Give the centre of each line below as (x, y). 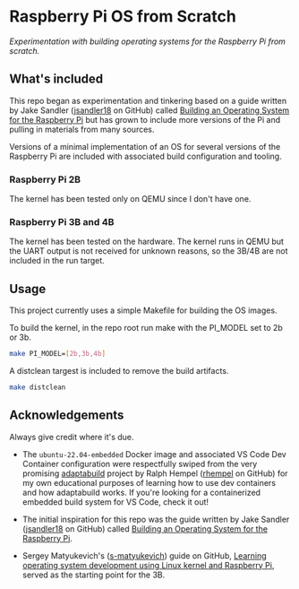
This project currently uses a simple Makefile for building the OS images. (143, 310)
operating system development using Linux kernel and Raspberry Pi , (148, 565)
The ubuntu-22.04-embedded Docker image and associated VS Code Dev (154, 454)
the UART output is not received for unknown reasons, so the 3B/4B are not (149, 251)
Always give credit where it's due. (72, 437)
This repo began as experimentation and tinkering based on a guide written (148, 100)
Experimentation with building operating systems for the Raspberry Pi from (148, 41)
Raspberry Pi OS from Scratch (123, 17)
